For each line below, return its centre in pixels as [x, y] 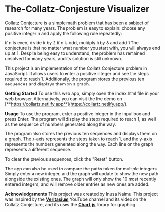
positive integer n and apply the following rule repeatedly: [64, 33]
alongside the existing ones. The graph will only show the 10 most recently [81, 179]
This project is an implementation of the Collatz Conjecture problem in [76, 68]
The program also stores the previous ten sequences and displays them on [81, 133]
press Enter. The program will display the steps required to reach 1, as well [81, 119]
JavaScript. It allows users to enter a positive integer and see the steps [77, 73]
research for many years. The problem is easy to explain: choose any [75, 28]
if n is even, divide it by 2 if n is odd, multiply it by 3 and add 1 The [72, 42]
